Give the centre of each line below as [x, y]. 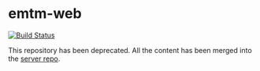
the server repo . [34, 59]
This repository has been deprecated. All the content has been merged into [130, 50]
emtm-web [45, 14]
